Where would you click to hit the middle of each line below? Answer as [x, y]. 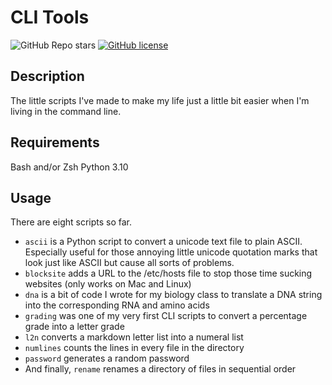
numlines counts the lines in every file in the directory [134, 348]
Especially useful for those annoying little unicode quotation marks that [171, 252]
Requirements [55, 142]
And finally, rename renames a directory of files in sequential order [160, 369]
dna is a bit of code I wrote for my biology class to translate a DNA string [173, 295]
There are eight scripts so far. [71, 222]
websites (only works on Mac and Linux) [108, 284]
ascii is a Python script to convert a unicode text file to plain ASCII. [163, 242]
